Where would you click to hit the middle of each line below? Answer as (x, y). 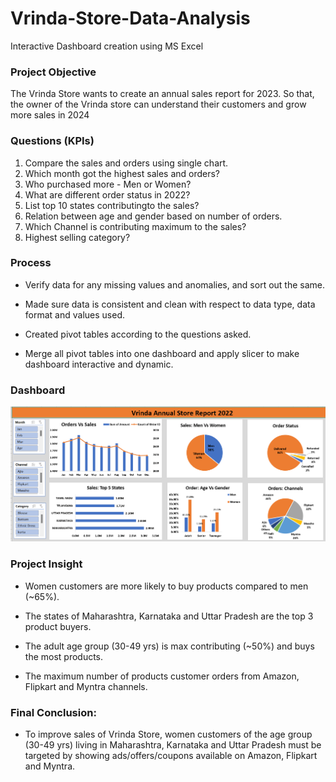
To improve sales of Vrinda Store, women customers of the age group (168, 734)
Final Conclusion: (53, 712)
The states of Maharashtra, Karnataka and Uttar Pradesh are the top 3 (169, 616)
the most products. (64, 656)
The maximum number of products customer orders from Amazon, (162, 676)
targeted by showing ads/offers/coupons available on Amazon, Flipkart (171, 755)
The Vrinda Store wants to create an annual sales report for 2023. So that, (162, 94)
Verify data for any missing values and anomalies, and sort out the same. (175, 284)
